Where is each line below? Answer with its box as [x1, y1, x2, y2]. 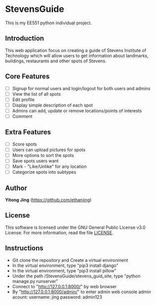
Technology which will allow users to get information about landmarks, [5, 52, 149, 58]
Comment [12, 113, 33, 119]
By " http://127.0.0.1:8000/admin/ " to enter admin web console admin [12, 289, 152, 295]
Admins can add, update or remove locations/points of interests [12, 107, 142, 113]
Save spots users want [12, 157, 59, 164]
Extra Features [5, 128, 51, 137]
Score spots [12, 141, 37, 147]
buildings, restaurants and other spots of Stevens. [5, 58, 107, 64]
